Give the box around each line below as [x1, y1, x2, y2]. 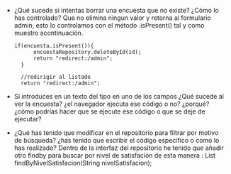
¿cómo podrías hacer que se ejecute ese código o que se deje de [13, 107, 205, 116]
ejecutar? [13, 115, 42, 123]
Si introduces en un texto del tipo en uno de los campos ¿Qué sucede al [13, 92, 225, 100]
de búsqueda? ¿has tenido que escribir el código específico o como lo [13, 136, 220, 144]
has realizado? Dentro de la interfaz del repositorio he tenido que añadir [13, 143, 225, 152]
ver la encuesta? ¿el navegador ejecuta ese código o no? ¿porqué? [13, 99, 210, 108]
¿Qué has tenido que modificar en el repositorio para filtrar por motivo [13, 129, 219, 137]
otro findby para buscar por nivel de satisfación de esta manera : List [13, 151, 216, 159]
